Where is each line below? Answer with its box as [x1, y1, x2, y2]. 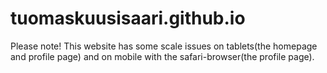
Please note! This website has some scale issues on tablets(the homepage [10, 40, 318, 52]
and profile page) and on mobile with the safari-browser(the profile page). [10, 50, 315, 62]
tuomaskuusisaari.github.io [10, 7, 246, 30]
